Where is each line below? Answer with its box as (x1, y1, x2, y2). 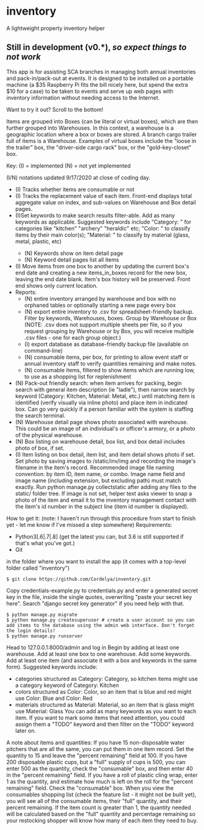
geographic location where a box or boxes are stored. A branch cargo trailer (6, 130, 197, 138)
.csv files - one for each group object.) (24, 334, 122, 341)
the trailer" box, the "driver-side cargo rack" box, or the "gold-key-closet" (6, 144, 192, 151)
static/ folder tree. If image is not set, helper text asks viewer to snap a (15, 490, 192, 497)
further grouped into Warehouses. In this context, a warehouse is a (6, 124, 174, 131)
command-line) (24, 347, 63, 354)
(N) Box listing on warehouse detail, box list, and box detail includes (15, 438, 186, 445)
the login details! (6, 628, 56, 634)
